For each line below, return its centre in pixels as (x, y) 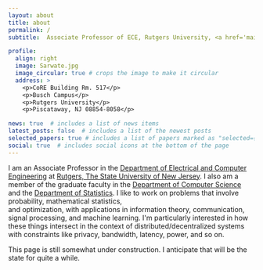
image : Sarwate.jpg (47, 66)
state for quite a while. (44, 257)
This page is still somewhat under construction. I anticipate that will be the (128, 249)
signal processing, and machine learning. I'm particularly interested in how (128, 218)
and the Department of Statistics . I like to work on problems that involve (124, 193)
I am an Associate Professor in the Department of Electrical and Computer (128, 167)
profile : (22, 52)
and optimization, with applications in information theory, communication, (126, 209)
